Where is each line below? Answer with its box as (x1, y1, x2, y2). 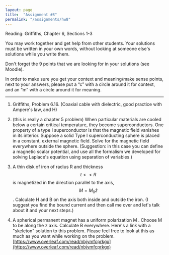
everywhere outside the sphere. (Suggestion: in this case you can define (12, 143, 163, 149)
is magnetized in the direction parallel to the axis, (12, 180, 115, 186)
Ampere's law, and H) (12, 107, 57, 113)
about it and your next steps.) (12, 208, 74, 214)
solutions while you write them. (5, 51, 70, 57)
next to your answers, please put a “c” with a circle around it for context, (5, 81, 155, 87)
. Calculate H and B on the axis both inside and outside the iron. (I (12, 196, 148, 202)
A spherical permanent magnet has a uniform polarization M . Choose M (12, 217, 162, 223)
